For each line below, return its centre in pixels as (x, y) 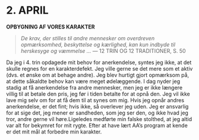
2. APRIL (27, 10)
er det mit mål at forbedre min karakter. (54, 132)
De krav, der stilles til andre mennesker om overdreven (88, 38)
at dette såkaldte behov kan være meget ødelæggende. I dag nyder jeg (93, 81)
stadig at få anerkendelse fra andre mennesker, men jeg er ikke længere (94, 87)
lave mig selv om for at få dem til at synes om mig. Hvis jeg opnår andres (95, 100)
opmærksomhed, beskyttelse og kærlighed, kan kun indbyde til (98, 44)
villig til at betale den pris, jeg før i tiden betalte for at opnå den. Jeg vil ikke (98, 94)
